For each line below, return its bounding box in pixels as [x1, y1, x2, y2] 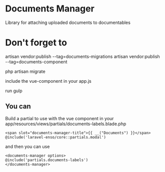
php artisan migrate [5, 68, 46, 74]
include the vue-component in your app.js [5, 78, 91, 84]
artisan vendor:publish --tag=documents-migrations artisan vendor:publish [5, 53, 160, 59]
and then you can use [5, 143, 50, 150]
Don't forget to [5, 37, 67, 48]
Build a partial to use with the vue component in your [5, 115, 114, 121]
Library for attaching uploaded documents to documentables [5, 19, 131, 25]
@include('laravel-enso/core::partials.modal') [5, 135, 106, 140]
